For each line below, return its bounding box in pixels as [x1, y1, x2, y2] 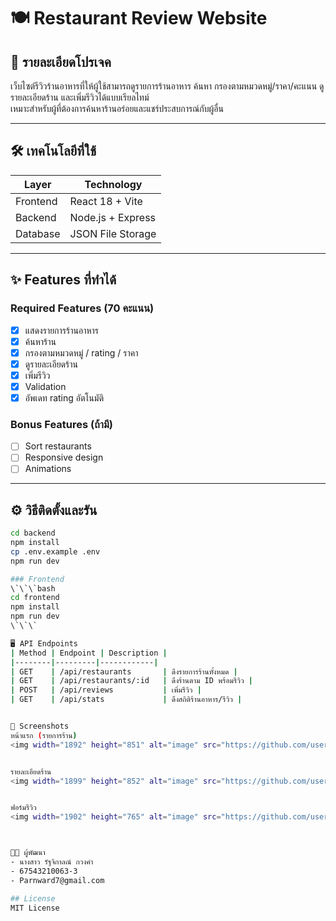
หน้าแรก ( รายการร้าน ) [10, 730, 78, 740]
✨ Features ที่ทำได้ [10, 271, 117, 289]
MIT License [10, 903, 60, 913]
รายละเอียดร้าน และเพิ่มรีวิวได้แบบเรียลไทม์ [10, 91, 150, 103]
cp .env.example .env [10, 546, 101, 557]
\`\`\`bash [10, 583, 56, 594]
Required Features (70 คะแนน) [10, 301, 155, 315]
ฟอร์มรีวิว [10, 803, 37, 813]
